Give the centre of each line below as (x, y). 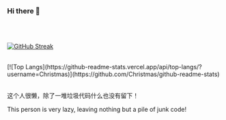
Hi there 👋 (24, 11)
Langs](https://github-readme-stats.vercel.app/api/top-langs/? (114, 67)
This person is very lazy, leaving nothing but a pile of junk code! (97, 110)
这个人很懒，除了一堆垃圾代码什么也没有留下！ (73, 96)
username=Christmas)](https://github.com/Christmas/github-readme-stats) (113, 74)
